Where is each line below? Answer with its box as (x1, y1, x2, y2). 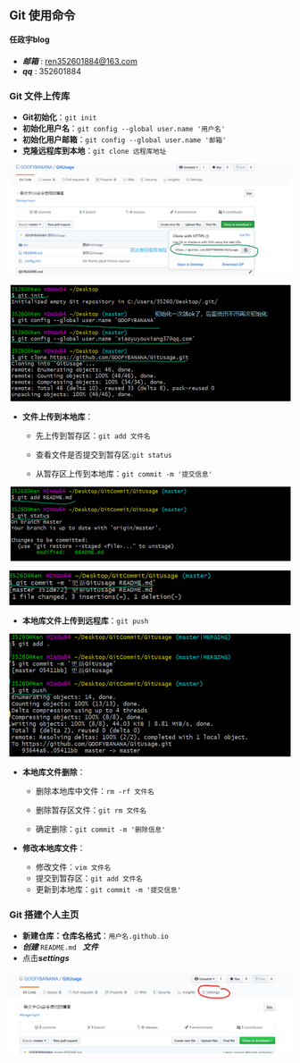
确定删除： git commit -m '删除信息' (35, 823, 166, 835)
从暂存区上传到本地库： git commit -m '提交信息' (35, 468, 212, 478)
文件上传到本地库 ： (21, 411, 94, 422)
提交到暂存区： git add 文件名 (35, 873, 143, 884)
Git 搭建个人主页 (9, 908, 79, 921)
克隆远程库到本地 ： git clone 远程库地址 (21, 146, 167, 156)
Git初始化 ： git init (21, 112, 97, 122)
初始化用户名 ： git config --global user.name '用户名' (21, 123, 226, 134)
